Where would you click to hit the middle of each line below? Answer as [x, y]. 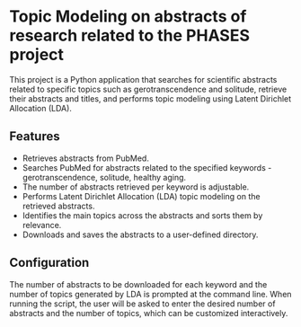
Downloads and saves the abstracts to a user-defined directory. [140, 234]
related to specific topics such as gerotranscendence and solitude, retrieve [148, 89]
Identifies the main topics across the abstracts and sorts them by [142, 215]
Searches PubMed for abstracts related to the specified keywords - [147, 167]
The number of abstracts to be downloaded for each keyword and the [138, 284]
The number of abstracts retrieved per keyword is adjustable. [136, 187]
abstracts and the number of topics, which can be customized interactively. [149, 313]
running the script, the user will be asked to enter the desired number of [142, 304]
